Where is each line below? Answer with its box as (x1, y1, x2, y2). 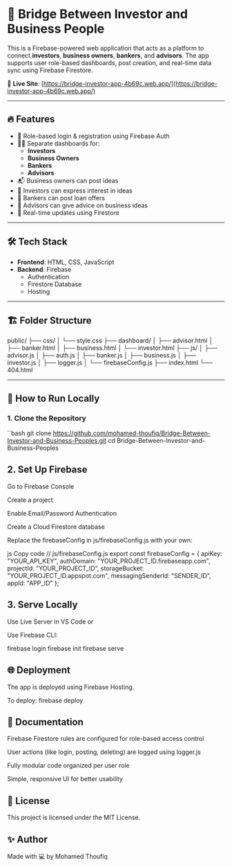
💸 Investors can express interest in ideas (17, 186, 133, 195)
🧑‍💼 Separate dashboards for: (17, 139, 100, 148)
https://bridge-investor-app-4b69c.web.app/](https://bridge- (43, 79, 217, 87)
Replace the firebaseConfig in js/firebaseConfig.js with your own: (7, 536, 193, 544)
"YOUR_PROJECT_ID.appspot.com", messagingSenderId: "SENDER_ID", (7, 571, 212, 579)
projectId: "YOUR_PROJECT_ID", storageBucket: (7, 564, 144, 572)
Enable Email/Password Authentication (7, 509, 117, 517)
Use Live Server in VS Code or (7, 617, 94, 626)
